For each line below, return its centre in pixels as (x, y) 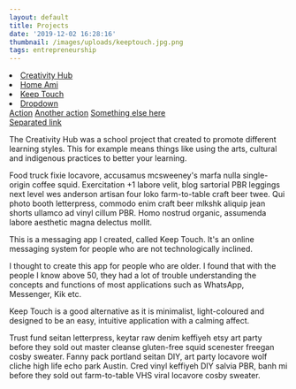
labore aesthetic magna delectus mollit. (81, 223)
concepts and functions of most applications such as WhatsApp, (127, 285)
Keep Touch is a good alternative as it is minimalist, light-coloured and (137, 311)
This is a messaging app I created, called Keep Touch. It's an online (132, 240)
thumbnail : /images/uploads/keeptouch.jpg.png (96, 42)
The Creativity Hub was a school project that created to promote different (143, 140)
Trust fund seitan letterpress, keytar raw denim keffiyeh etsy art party (136, 338)
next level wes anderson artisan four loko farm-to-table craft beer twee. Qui (147, 194)
